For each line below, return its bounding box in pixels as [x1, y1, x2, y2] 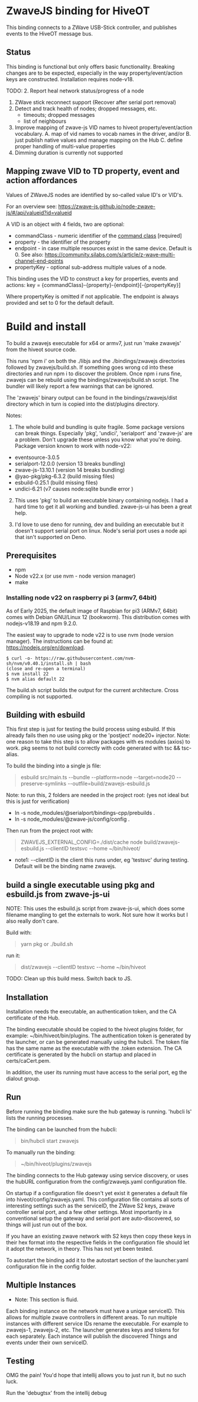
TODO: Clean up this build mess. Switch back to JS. [6, 975, 132, 982]
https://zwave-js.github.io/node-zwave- [58, 203, 155, 210]
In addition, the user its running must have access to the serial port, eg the [6, 1069, 187, 1076]
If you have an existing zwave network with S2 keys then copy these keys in [6, 1232, 191, 1240]
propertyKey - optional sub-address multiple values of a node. [14, 263, 167, 270]
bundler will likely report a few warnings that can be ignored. [6, 383, 154, 390]
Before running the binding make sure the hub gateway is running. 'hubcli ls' [6, 1108, 192, 1115]
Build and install [6, 320, 86, 333]
